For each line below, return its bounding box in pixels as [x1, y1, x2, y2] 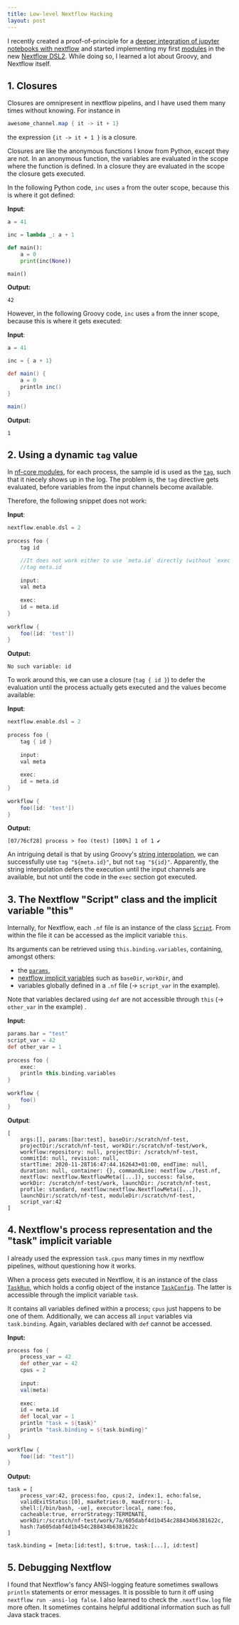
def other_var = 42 [20, 1360, 78, 1367]
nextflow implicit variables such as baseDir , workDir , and [17, 973, 184, 983]
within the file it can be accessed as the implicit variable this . [7, 931, 188, 940]
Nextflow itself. [7, 59, 51, 68]
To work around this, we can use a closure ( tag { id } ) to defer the [7, 676, 206, 684]
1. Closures [7, 80, 58, 92]
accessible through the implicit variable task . [7, 1290, 139, 1299]
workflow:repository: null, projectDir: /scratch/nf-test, [20, 1148, 199, 1156]
